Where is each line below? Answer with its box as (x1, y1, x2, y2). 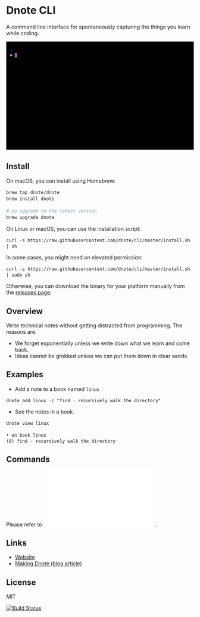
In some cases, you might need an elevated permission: (6, 254, 143, 261)
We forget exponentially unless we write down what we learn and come (14, 340, 190, 347)
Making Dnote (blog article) (14, 560, 82, 567)
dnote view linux (6, 420, 49, 426)
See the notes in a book (14, 408, 73, 415)
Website (14, 554, 36, 561)
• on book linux (6, 432, 46, 438)
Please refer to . (6, 521, 157, 528)
